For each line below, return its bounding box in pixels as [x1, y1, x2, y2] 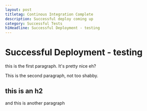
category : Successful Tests [5, 21, 63, 26]
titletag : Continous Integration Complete [5, 12, 93, 17]
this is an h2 [5, 87, 43, 95]
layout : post [5, 7, 32, 12]
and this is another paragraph [5, 100, 65, 106]
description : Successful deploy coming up [5, 16, 93, 21]
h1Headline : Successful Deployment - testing [5, 26, 100, 31]
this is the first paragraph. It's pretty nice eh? [5, 63, 96, 69]
